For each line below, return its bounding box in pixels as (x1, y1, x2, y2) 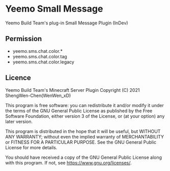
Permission (5, 35, 42, 43)
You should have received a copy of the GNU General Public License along (5, 154, 162, 160)
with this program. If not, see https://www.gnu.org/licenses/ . (5, 159, 132, 165)
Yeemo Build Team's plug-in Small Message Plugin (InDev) (5, 20, 128, 26)
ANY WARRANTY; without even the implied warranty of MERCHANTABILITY (5, 133, 164, 140)
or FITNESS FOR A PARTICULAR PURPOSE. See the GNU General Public (5, 139, 157, 145)
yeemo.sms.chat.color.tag (12, 53, 67, 59)
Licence (5, 74, 32, 82)
